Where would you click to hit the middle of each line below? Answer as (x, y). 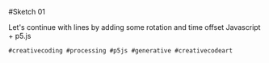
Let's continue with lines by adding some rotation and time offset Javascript (134, 27)
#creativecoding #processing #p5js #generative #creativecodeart (120, 51)
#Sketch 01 (27, 12)
